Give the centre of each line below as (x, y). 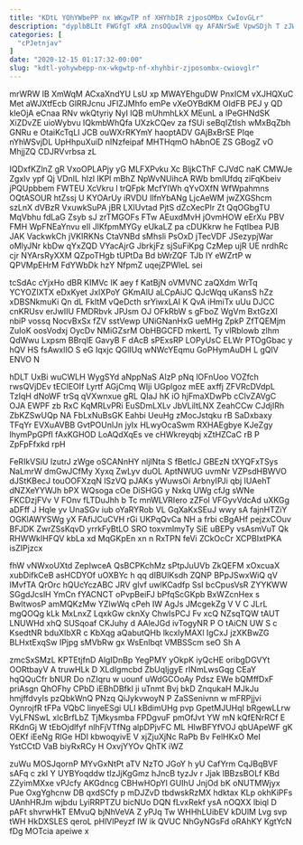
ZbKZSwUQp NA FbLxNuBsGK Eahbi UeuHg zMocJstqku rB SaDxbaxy (141, 415)
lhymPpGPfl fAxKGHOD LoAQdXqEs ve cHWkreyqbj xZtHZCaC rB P (134, 434)
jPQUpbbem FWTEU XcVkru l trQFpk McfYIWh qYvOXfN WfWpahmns (139, 188)
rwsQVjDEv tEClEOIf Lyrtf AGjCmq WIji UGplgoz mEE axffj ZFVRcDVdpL (142, 386)
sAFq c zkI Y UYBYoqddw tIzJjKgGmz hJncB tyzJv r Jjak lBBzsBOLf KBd (144, 773)
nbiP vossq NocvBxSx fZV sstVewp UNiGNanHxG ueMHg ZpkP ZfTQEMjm (147, 321)
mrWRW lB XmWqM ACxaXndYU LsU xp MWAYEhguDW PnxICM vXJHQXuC (151, 94)
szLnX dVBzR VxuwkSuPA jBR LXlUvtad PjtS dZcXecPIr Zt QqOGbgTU (140, 207)
